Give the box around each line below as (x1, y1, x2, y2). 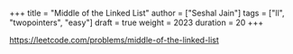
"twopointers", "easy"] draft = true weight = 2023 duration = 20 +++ (9, 17, 264, 28)
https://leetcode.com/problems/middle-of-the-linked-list (9, 35, 219, 45)
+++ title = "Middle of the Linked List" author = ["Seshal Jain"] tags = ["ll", (9, 8, 285, 18)
